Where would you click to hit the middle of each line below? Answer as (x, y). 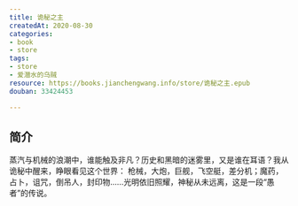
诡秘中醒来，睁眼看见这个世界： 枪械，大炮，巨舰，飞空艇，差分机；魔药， (146, 171)
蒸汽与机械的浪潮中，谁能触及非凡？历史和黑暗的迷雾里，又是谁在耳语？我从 (149, 160)
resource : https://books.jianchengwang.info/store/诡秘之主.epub (130, 83)
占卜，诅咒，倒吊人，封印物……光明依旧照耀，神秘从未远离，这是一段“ (138, 182)
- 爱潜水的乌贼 (33, 75)
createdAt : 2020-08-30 (51, 26)
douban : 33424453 (41, 91)
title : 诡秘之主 (36, 17)
